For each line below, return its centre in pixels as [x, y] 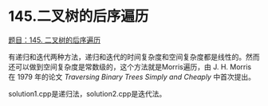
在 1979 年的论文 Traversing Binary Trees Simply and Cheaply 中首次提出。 [132, 77]
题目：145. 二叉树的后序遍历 [55, 40]
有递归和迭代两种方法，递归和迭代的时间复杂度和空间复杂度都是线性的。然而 [134, 57]
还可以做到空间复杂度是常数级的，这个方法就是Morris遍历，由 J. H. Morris [130, 67]
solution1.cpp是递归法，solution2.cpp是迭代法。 [87, 93]
